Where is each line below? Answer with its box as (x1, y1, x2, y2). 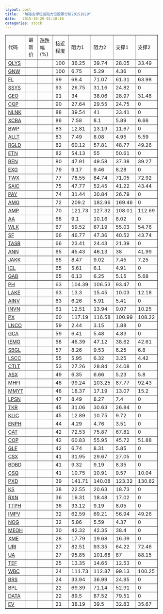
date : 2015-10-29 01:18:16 (5, 16, 64, 21)
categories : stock (5, 20, 42, 26)
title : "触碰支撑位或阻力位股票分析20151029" (5, 12, 91, 17)
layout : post (5, 7, 32, 12)
